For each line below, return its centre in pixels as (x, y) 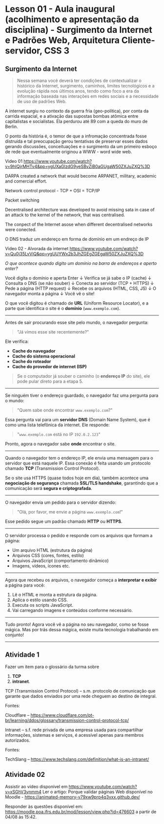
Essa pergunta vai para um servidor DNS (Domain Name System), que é (78, 420)
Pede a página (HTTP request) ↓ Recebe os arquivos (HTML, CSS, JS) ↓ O (81, 288)
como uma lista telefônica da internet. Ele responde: (57, 425)
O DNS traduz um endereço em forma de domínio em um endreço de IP (77, 239)
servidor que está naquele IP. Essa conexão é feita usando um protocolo (78, 463)
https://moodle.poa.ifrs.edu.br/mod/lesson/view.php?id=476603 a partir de (81, 811)
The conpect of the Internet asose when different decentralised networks (79, 224)
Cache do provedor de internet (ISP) (49, 367)
